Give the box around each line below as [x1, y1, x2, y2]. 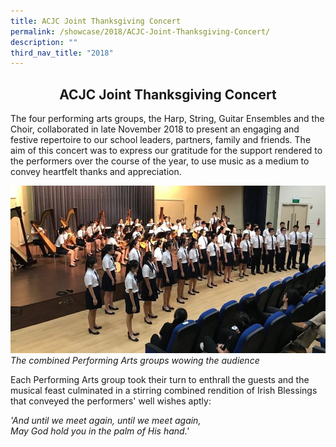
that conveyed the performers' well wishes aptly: [10, 395, 212, 407]
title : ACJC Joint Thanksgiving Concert [10, 16, 182, 26]
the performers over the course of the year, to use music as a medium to [10, 155, 310, 167]
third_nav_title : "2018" [10, 48, 114, 58]
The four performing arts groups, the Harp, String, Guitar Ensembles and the [10, 113, 325, 125]
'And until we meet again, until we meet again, [10, 414, 202, 426]
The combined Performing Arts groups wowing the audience [10, 354, 260, 366]
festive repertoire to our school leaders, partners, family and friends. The [10, 134, 312, 146]
